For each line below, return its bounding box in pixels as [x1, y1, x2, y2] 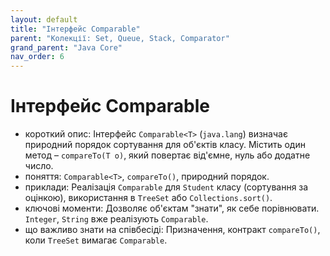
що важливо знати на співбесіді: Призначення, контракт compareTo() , [24, 224, 321, 236]
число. [24, 160, 54, 172]
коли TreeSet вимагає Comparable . [24, 234, 168, 246]
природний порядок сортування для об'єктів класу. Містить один [24, 139, 306, 151]
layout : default [10, 14, 78, 25]
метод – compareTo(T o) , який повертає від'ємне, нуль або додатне [24, 149, 311, 161]
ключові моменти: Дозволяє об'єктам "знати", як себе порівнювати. [24, 202, 320, 215]
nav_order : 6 [10, 52, 65, 62]
